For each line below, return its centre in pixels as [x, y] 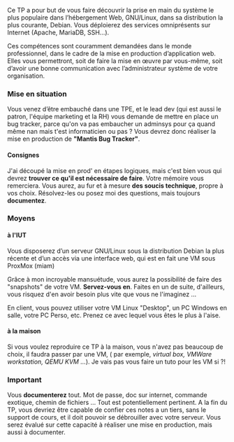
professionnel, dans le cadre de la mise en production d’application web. [112, 53]
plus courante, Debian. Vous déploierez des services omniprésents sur [109, 25]
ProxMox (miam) [31, 265]
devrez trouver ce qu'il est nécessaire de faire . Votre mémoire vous [105, 178]
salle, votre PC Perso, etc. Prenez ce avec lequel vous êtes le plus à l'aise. [114, 315]
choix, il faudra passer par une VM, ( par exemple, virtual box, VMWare [110, 354]
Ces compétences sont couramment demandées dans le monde [100, 46]
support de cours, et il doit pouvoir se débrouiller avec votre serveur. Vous [114, 417]
